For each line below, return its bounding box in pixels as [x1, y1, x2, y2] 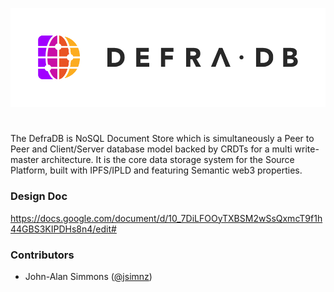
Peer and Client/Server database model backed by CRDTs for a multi [10, 143, 293, 155]
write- [294, 143, 320, 155]
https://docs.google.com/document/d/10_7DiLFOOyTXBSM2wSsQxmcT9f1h [10, 212, 323, 224]
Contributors [10, 248, 75, 262]
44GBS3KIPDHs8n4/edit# [10, 223, 117, 235]
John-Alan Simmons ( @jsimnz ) [24, 271, 153, 283]
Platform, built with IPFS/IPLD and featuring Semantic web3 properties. [10, 164, 303, 177]
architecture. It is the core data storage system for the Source [41, 154, 295, 166]
